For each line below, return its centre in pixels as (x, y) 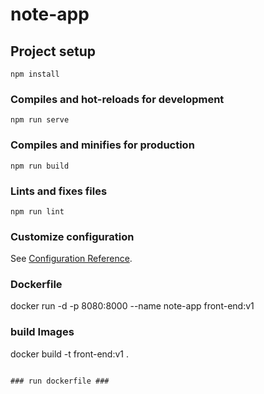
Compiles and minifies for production (102, 145)
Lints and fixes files (59, 191)
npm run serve (40, 120)
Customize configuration (72, 236)
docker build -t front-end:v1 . (70, 354)
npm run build (40, 166)
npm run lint (37, 211)
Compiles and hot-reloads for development (117, 99)
